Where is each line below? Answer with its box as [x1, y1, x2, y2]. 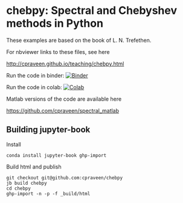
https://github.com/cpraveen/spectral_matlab [6, 107, 120, 114]
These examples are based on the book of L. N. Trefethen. [6, 36, 152, 44]
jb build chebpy [6, 180, 47, 186]
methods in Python [6, 16, 104, 30]
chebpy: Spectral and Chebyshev [6, 4, 177, 18]
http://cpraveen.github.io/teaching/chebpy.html [6, 60, 124, 67]
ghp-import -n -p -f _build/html [6, 190, 91, 197]
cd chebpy [6, 185, 31, 191]
